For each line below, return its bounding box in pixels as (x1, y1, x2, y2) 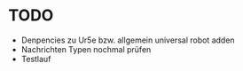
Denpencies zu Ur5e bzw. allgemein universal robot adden (20, 35, 236, 45)
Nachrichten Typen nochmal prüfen (20, 43, 152, 54)
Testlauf (20, 53, 51, 64)
